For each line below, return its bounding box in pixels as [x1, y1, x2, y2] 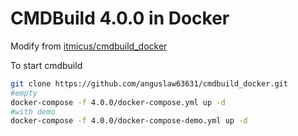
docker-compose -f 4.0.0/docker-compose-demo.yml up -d [10, 116, 248, 126]
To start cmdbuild [10, 59, 83, 71]
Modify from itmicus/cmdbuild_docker [10, 40, 168, 52]
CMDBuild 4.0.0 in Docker [10, 7, 230, 30]
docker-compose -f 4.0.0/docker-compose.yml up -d [10, 97, 226, 107]
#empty [10, 88, 38, 98]
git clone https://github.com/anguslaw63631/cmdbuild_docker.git [10, 78, 288, 89]
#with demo [10, 107, 56, 117]
